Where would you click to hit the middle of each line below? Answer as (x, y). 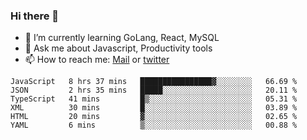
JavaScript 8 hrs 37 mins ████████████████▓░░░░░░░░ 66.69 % (154, 82)
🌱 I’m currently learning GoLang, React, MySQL (122, 38)
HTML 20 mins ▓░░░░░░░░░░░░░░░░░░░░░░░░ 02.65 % (154, 117)
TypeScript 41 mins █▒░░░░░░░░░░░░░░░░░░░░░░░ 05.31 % (154, 99)
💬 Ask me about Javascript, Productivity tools (118, 48)
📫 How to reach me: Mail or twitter (97, 60)
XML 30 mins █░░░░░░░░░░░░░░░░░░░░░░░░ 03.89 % (154, 108)
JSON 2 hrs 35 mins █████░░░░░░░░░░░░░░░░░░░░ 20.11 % (154, 90)
